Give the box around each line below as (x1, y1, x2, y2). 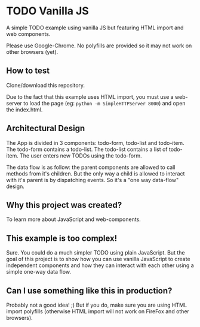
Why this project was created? (6, 199, 122, 210)
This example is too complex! (6, 233, 118, 243)
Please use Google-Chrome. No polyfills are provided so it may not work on (6, 42, 192, 49)
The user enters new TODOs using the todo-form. (20, 152, 142, 159)
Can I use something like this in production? (6, 286, 173, 296)
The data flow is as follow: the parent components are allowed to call (6, 163, 176, 171)
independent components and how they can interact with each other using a (6, 262, 194, 269)
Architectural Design (6, 123, 85, 134)
